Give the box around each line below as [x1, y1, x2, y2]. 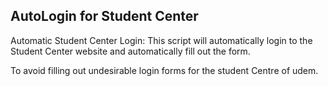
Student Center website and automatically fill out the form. [10, 45, 251, 57]
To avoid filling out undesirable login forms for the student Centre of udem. [10, 64, 319, 76]
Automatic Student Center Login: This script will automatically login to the [10, 34, 313, 46]
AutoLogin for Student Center [10, 8, 199, 25]
